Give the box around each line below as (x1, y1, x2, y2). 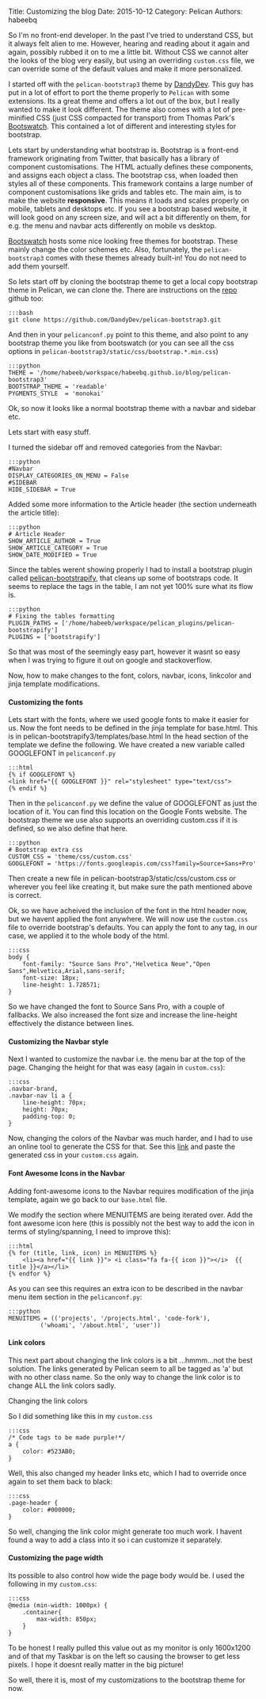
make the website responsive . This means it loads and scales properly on (8, 196, 249, 205)
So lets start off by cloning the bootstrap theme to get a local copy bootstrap (8, 277, 258, 286)
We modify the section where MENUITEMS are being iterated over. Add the (8, 1210, 253, 1219)
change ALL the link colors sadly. (8, 1381, 116, 1390)
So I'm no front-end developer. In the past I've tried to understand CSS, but (8, 31, 253, 40)
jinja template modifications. (8, 679, 101, 688)
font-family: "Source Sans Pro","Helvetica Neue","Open (22, 960, 211, 968)
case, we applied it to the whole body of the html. (8, 931, 169, 941)
